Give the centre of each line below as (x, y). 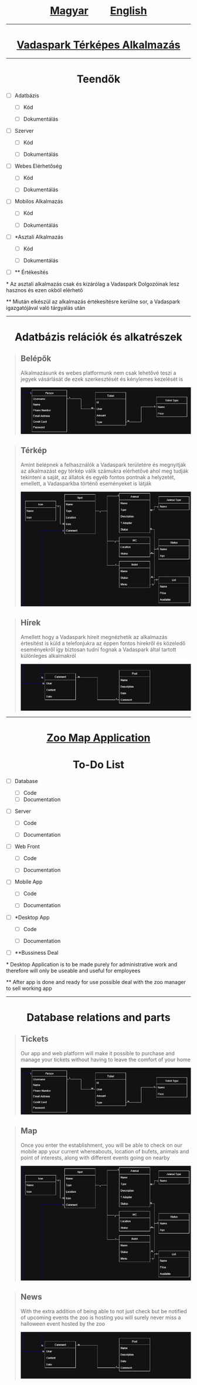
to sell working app (29, 988)
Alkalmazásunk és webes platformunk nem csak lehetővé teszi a (98, 373)
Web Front (27, 847)
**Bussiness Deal (36, 952)
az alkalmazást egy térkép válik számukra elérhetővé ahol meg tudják (104, 471)
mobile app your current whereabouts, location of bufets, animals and (105, 1151)
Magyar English (98, 11)
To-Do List (98, 765)
